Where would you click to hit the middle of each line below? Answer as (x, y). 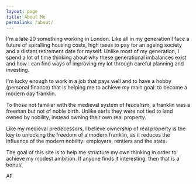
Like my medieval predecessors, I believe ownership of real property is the (96, 129)
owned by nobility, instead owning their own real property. (76, 117)
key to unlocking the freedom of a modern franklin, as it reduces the (88, 135)
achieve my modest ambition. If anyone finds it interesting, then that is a (93, 159)
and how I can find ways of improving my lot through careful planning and (95, 64)
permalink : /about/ (30, 22)
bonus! (14, 165)
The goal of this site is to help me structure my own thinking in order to (91, 152)
